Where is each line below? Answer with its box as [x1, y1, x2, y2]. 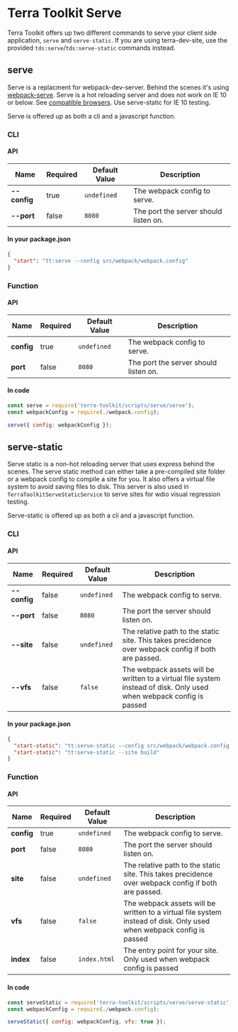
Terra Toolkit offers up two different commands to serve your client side [7, 28, 217, 37]
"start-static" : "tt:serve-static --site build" [13, 749, 160, 756]
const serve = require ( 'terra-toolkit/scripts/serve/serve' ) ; [7, 402, 195, 410]
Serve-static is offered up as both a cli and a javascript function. [7, 511, 195, 520]
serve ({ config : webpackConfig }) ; [7, 421, 113, 429]
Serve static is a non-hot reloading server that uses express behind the [7, 460, 215, 468]
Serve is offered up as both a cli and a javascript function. [7, 111, 176, 120]
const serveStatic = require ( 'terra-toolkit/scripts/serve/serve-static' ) [7, 999, 233, 1006]
